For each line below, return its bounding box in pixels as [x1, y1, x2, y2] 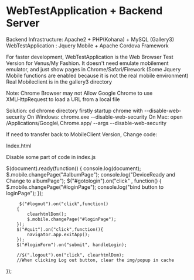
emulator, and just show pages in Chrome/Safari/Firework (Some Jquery [6, 65, 181, 72]
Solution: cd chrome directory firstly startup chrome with [6, 107, 144, 114]
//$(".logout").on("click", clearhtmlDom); [16, 252, 125, 258]
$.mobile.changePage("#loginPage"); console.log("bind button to [6, 183, 164, 191]
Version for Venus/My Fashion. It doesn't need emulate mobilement [6, 60, 169, 67]
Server [6, 16, 40, 30]
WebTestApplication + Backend [6, 4, 163, 18]
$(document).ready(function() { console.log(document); [6, 165, 142, 172]
